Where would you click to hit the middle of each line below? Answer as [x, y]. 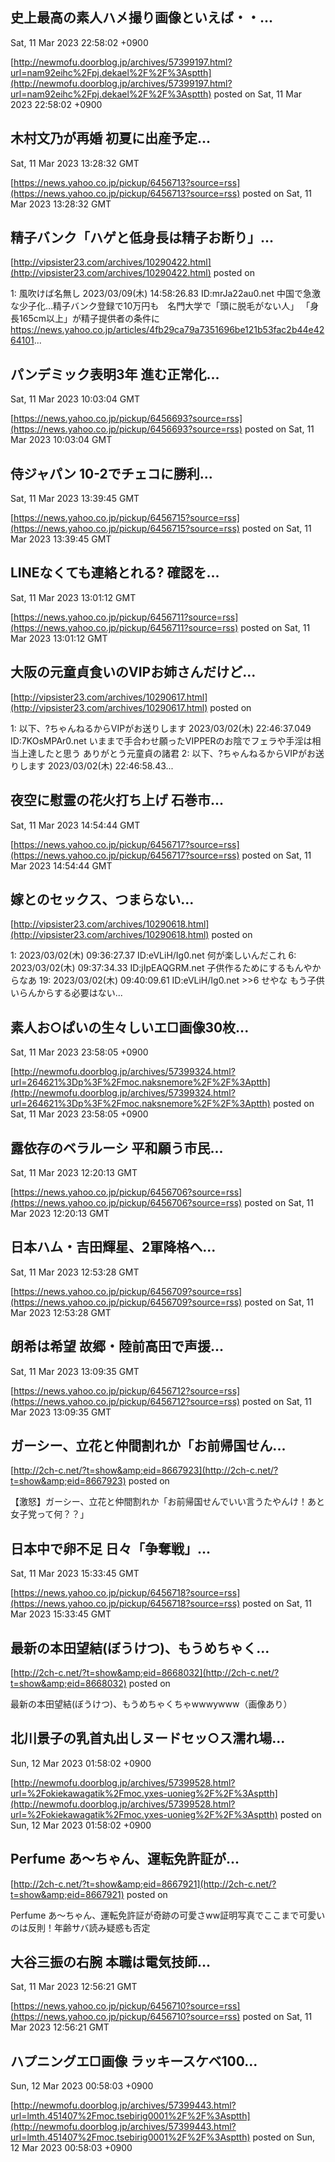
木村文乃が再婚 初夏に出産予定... [111, 138]
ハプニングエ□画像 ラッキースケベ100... [134, 2061]
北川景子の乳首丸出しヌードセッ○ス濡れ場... [148, 1738]
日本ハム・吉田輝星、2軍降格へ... [113, 1247]
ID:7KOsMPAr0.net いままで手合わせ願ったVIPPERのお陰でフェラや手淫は [161, 740]
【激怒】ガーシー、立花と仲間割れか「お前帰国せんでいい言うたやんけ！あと [167, 1502]
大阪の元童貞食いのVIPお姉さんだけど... [133, 672]
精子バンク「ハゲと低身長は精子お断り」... [142, 238]
